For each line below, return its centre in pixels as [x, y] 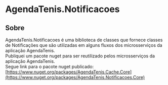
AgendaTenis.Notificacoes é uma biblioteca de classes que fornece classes [84, 40]
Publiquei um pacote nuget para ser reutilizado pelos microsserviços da [80, 56]
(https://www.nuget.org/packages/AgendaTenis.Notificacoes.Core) [75, 77]
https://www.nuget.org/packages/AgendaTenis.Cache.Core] [69, 72]
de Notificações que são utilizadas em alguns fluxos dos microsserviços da [84, 45]
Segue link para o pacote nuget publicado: [50, 67]
